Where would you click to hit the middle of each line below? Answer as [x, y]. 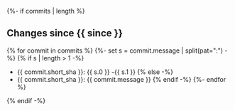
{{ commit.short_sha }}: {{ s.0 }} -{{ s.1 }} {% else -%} [95, 72]
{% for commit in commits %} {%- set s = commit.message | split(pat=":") [115, 51]
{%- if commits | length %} [46, 11]
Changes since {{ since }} [65, 33]
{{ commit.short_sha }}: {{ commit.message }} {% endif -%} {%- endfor [121, 79]
